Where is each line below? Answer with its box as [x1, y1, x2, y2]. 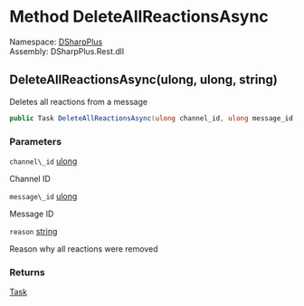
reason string [9, 225, 58, 236]
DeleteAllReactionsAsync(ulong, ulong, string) [9, 72, 279, 88]
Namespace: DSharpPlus [9, 36, 103, 47]
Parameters [9, 135, 62, 148]
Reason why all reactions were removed [9, 243, 158, 254]
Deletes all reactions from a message [9, 96, 147, 107]
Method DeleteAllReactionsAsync [9, 6, 269, 27]
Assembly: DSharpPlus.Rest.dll [9, 45, 125, 56]
